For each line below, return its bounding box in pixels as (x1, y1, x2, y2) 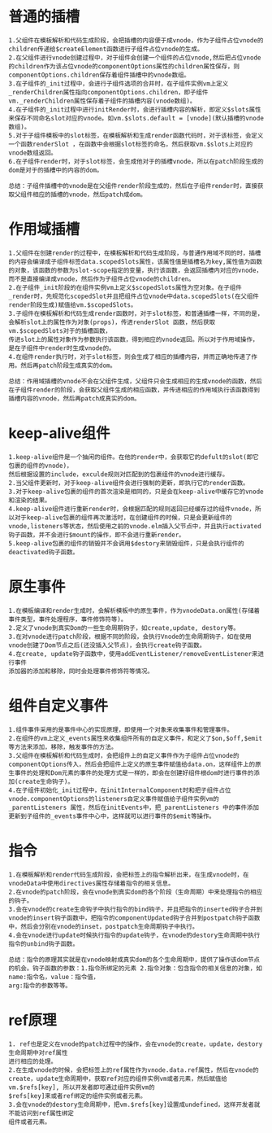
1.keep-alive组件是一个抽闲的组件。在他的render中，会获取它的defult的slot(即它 (8, 453, 259, 461)
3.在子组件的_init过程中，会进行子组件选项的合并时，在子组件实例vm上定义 (8, 79, 229, 88)
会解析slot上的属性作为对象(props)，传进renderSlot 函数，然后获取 (8, 318, 216, 326)
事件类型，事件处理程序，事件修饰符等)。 (8, 615, 127, 623)
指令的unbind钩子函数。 (8, 939, 80, 948)
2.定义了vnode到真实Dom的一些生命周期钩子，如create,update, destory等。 (8, 623, 240, 632)
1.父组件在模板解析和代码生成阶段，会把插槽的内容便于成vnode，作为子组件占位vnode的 (8, 36, 264, 45)
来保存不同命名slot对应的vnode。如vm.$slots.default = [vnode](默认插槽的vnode (8, 114, 264, 122)
